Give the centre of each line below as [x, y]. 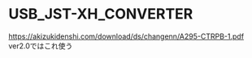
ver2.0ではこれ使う [41, 46]
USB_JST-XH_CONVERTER [101, 14]
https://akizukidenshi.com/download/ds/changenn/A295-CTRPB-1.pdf [126, 36]
